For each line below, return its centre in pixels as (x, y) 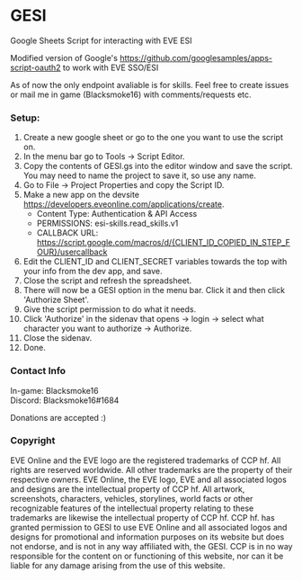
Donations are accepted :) (58, 417)
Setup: (25, 118)
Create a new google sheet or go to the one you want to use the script (153, 138)
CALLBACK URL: (67, 233)
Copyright (33, 441)
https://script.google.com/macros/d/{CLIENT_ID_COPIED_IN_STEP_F (163, 243)
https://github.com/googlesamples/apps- (196, 58)
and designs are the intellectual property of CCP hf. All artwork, (128, 489)
